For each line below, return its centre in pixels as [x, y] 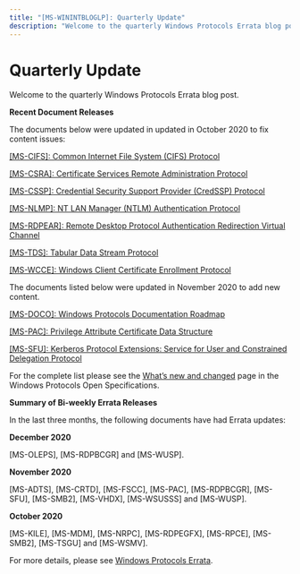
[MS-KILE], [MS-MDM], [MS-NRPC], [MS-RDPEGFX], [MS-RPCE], [130, 534]
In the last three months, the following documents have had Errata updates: [147, 420]
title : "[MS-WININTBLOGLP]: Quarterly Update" [97, 17]
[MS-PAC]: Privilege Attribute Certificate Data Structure [111, 331]
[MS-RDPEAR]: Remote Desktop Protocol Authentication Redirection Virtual [147, 226]
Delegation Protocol [46, 358]
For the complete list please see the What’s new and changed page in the [144, 376]
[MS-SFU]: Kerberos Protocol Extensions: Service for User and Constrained [148, 349]
